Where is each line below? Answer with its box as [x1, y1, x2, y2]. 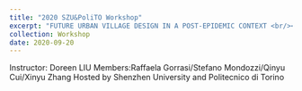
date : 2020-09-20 [9, 37, 75, 47]
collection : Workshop [9, 29, 91, 38]
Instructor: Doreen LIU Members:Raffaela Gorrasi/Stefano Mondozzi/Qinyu [9, 62, 286, 73]
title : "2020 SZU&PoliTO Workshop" [9, 12, 143, 22]
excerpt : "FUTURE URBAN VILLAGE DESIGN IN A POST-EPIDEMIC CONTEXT [9, 21, 268, 30]
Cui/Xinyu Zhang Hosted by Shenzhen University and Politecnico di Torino [9, 72, 285, 83]
